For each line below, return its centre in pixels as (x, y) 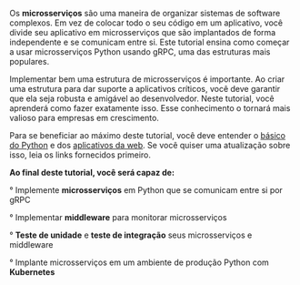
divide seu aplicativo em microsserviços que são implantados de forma (143, 32)
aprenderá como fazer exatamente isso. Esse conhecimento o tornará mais (150, 108)
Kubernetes (32, 272)
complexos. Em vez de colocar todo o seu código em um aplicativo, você (146, 23)
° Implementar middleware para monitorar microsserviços (118, 217)
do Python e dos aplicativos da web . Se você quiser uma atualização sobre (150, 145)
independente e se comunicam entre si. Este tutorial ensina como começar (150, 42)
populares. (30, 61)
